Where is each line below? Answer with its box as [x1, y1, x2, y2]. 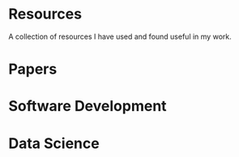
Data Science [8, 134, 100, 152]
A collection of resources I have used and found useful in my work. [8, 32, 233, 41]
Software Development [8, 97, 168, 116]
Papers [8, 60, 58, 78]
